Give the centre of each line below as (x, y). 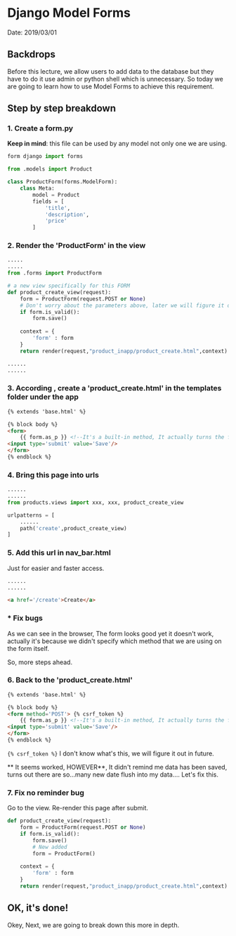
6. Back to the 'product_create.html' (70, 680)
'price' (56, 221)
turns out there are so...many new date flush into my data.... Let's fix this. (113, 774)
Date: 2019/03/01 (32, 32)
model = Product (56, 195)
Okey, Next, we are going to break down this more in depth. (93, 925)
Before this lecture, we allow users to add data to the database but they (111, 71)
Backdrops (32, 54)
